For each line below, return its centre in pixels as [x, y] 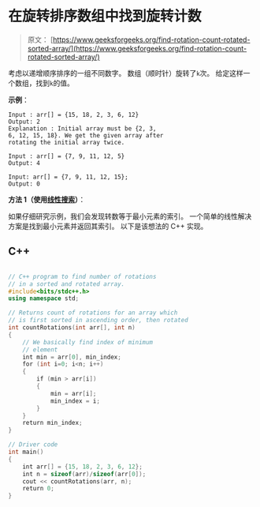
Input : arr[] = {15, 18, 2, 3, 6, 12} [74, 115]
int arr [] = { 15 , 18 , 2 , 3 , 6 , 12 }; [83, 467]
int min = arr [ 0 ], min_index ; [72, 357]
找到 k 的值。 [55, 83]
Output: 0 [24, 184]
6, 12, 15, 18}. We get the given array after [86, 135]
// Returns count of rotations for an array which [93, 313]
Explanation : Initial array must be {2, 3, [82, 128]
